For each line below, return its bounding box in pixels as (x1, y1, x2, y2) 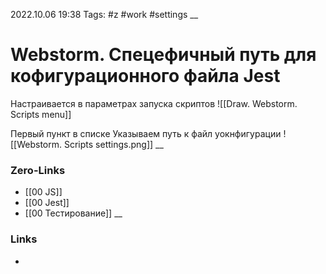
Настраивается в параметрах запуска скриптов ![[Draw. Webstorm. (10, 97, 298, 109)
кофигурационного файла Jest (10, 65, 281, 88)
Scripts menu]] (10, 108, 72, 120)
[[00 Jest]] (24, 197, 70, 209)
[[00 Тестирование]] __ (24, 207, 123, 219)
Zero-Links (10, 163, 66, 177)
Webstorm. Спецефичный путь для (10, 44, 317, 66)
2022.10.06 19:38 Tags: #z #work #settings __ (10, 9, 199, 20)
